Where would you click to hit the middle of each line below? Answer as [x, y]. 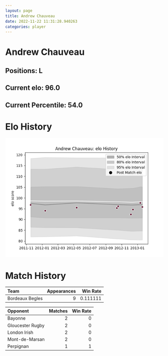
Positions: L [24, 71]
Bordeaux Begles [25, 299]
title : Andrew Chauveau [30, 16]
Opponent [18, 311]
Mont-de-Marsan [26, 339]
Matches [58, 311]
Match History [36, 276]
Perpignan [18, 346]
